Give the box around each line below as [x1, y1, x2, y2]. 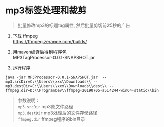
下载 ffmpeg [12, 33, 38, 39]
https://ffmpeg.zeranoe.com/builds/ [12, 38, 87, 44]
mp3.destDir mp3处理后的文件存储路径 [17, 110, 97, 116]
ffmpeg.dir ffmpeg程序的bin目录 [17, 116, 85, 122]
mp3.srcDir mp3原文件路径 [17, 103, 73, 109]
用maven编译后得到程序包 [12, 49, 67, 55]
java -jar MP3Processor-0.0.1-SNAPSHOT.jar [5, 75, 98, 80]
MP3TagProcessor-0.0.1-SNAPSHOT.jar [12, 54, 95, 60]
